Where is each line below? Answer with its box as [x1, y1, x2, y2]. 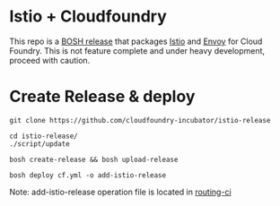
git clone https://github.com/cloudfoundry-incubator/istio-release [9, 116, 271, 124]
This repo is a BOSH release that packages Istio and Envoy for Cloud [9, 36, 263, 47]
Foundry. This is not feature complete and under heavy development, [9, 45, 266, 56]
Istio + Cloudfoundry [9, 6, 168, 27]
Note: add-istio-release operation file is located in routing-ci [9, 186, 232, 197]
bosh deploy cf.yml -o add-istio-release [9, 170, 167, 180]
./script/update [9, 139, 70, 149]
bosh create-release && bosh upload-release [9, 155, 179, 164]
